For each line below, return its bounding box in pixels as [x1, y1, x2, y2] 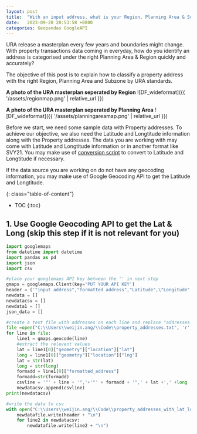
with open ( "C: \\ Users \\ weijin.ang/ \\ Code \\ [6, 406, 114, 412]
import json [6, 260, 35, 266]
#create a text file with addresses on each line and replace [6, 319, 161, 325]
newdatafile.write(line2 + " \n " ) [27, 423, 109, 429]
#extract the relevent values [16, 341, 91, 347]
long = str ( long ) [16, 363, 59, 369]
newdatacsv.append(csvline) [16, 385, 85, 391]
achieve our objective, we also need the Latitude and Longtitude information [6, 130, 191, 137]
